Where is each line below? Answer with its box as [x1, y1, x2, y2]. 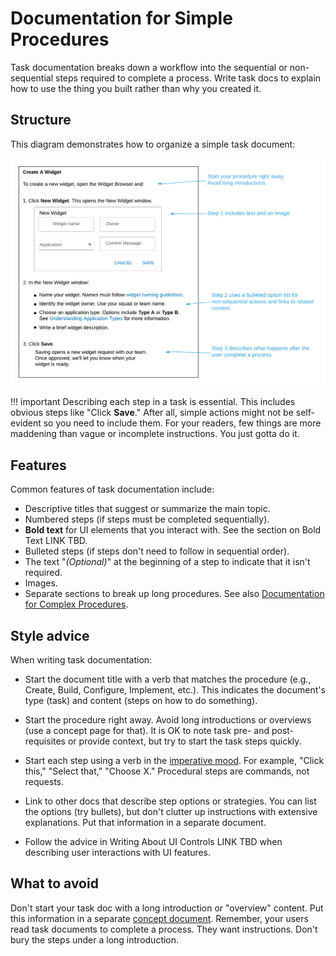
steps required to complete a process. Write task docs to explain [54, 72, 322, 84]
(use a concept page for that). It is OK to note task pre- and [24, 725, 270, 737]
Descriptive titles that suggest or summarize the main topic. [24, 503, 271, 515]
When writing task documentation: [10, 654, 153, 666]
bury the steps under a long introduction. [10, 933, 180, 946]
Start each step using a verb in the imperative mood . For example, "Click [24, 755, 325, 767]
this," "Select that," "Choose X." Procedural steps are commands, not [24, 765, 310, 777]
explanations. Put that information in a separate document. [24, 817, 267, 829]
